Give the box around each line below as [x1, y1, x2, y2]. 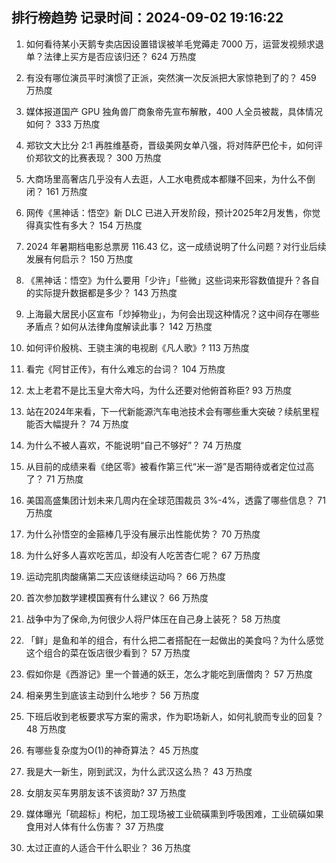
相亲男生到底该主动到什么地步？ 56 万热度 [25, 689, 200, 701]
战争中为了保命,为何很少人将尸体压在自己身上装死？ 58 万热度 [25, 613, 281, 625]
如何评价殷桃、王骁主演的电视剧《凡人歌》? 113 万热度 [25, 341, 250, 353]
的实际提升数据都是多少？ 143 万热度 [25, 286, 178, 298]
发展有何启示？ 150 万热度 [25, 253, 134, 265]
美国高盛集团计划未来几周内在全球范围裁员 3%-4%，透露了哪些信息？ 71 [25, 494, 326, 506]
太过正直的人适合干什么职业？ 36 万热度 [25, 841, 191, 853]
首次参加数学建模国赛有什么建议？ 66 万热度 [25, 591, 209, 603]
